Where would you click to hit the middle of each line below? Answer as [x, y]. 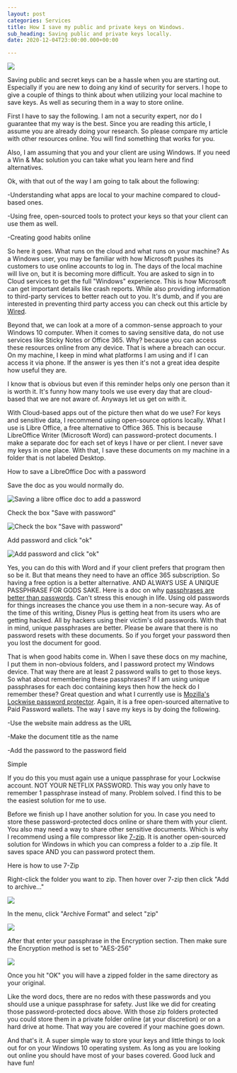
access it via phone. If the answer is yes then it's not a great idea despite [114, 363]
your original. [27, 983]
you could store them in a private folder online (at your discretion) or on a [114, 1019]
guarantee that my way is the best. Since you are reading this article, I [109, 124]
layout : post [27, 14]
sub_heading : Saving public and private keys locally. [90, 34]
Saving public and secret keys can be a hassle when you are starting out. [114, 80]
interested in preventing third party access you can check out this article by [117, 304]
